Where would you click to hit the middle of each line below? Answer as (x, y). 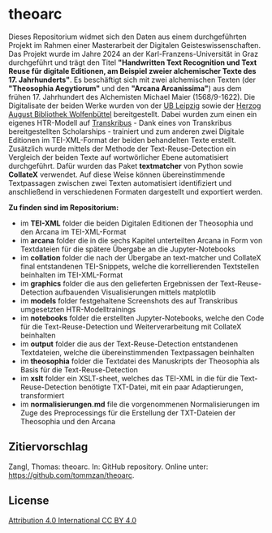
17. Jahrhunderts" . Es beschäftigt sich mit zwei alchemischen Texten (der (132, 80)
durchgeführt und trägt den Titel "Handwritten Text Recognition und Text (133, 62)
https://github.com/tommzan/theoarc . (71, 475)
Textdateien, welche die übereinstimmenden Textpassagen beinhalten (137, 352)
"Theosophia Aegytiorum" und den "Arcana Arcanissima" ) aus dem (125, 88)
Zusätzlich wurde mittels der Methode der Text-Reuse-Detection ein (123, 148)
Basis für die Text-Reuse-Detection (79, 369)
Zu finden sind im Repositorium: (64, 207)
